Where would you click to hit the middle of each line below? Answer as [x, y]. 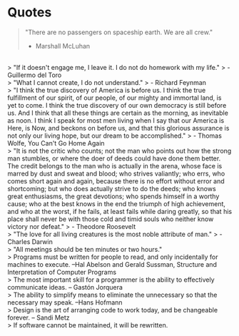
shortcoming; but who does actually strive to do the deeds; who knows [112, 188]
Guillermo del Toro [35, 75]
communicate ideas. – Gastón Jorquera [65, 287]
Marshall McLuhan [63, 46]
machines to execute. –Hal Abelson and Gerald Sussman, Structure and [112, 264]
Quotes [30, 12]
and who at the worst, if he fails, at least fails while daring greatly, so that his [120, 211]
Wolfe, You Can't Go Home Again [56, 143]
